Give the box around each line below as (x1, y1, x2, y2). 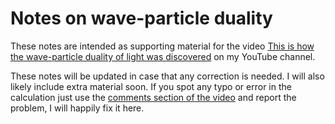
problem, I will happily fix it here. (10, 102, 145, 114)
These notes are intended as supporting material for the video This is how (10, 40, 315, 52)
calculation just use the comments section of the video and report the (10, 91, 297, 103)
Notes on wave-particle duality (10, 7, 273, 30)
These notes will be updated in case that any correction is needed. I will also (10, 70, 325, 82)
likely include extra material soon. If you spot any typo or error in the (10, 80, 292, 92)
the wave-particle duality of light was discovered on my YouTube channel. (10, 50, 316, 62)
